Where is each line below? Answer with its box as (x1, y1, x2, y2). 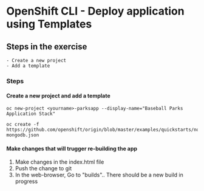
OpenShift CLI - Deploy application (6, 4, 185, 18)
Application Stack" (6, 111, 56, 117)
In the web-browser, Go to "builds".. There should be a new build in (15, 172, 183, 179)
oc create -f (6, 122, 39, 128)
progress (15, 178, 38, 185)
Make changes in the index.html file (15, 158, 104, 165)
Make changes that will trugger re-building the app (6, 145, 138, 152)
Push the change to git (15, 165, 72, 172)
